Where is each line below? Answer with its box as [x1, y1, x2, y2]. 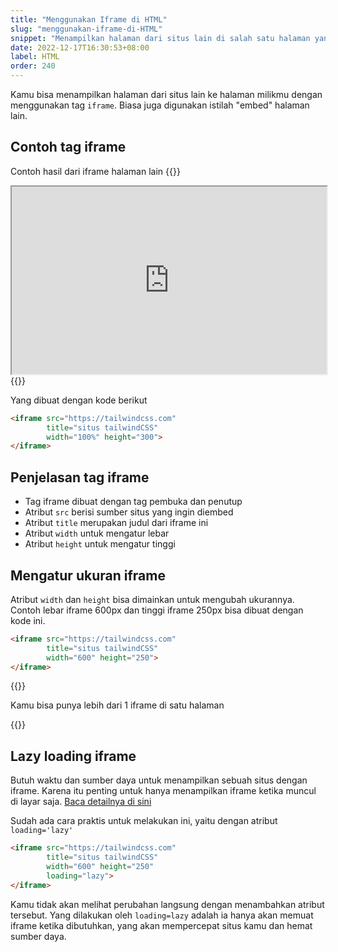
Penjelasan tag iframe [10, 469, 150, 486]
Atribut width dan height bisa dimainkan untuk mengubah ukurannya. [10, 593, 295, 605]
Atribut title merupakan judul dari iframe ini [24, 517, 209, 529]
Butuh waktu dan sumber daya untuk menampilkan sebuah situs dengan [10, 774, 308, 786]
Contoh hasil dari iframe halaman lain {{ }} [10, 165, 181, 177]
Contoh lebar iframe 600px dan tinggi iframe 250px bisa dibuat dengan [10, 604, 304, 616]
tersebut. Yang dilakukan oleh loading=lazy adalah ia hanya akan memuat [10, 909, 314, 921]
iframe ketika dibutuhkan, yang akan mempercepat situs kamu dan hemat [10, 919, 313, 931]
